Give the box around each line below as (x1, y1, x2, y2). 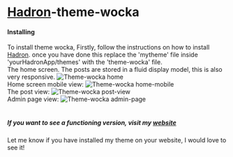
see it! (7, 144, 25, 152)
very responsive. (7, 73, 56, 81)
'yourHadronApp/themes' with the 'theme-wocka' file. (7, 58, 163, 66)
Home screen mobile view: (7, 80, 84, 89)
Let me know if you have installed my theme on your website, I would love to (7, 136, 227, 144)
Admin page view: (7, 95, 59, 103)
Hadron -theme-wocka (7, 4, 140, 20)
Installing (7, 27, 35, 36)
